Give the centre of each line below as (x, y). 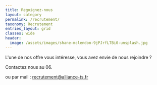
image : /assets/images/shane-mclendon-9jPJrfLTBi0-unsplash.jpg (79, 43)
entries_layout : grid (28, 29)
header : (13, 38)
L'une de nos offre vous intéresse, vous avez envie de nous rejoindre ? (78, 57)
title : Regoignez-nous (29, 10)
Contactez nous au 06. (29, 67)
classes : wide (20, 33)
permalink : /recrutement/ (32, 19)
